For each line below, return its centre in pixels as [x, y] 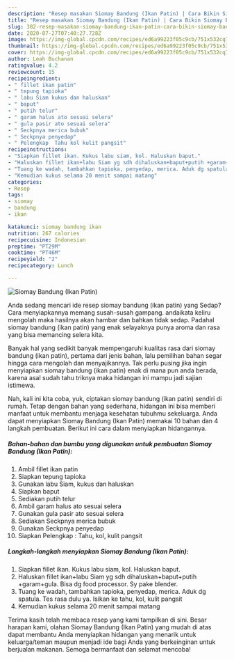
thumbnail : [24, 46]
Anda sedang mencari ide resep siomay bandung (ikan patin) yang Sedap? [115, 305]
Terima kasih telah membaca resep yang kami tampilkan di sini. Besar [107, 620]
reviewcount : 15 [31, 72]
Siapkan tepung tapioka [52, 476]
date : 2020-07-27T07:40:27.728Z [55, 33]
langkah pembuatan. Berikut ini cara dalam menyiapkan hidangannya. [107, 428]
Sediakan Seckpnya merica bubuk [67, 521]
